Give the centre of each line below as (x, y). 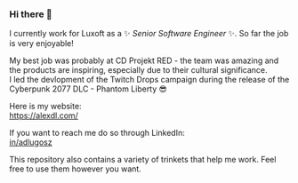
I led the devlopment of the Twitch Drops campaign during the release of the (149, 80)
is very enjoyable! (41, 44)
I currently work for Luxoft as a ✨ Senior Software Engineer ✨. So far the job (149, 34)
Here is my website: (45, 107)
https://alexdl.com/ (44, 115)
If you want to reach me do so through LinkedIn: (97, 133)
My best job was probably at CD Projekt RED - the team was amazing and (144, 60)
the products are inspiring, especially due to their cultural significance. (139, 70)
